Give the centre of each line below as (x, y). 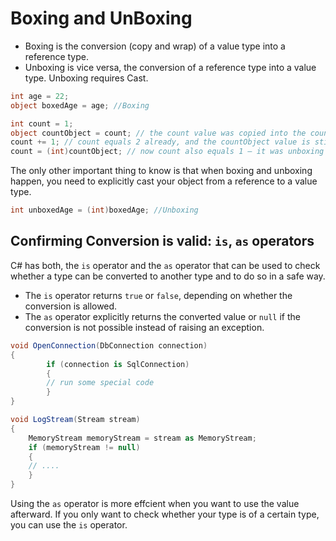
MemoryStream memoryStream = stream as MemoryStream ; (142, 438)
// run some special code (100, 383)
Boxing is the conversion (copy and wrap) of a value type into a (155, 46)
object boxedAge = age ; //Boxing (80, 105)
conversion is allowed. (71, 306)
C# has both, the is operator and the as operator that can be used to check (165, 265)
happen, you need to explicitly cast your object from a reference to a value (164, 181)
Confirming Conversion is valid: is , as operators (162, 241)
